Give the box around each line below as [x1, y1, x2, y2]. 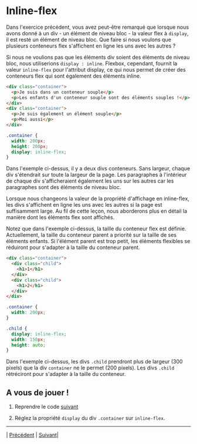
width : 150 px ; [11, 337, 46, 342]
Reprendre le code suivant [14, 403, 79, 411]
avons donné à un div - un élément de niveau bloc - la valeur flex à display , [6, 29, 189, 36]
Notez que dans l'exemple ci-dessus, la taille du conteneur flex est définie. [6, 225, 186, 233]
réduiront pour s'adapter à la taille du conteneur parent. [6, 244, 140, 251]
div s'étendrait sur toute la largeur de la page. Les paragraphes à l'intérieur [6, 171, 187, 179]
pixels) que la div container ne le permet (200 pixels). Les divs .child [6, 364, 175, 371]
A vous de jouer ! [6, 388, 69, 398]
